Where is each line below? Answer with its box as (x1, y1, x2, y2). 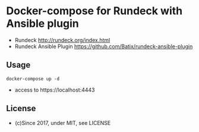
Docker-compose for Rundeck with (6, 4, 183, 18)
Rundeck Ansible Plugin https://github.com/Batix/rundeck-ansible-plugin (14, 43, 193, 50)
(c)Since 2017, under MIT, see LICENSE (14, 119, 111, 126)
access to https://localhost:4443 (14, 86, 95, 93)
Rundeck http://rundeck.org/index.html (14, 36, 110, 43)
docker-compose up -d (6, 76, 60, 81)
